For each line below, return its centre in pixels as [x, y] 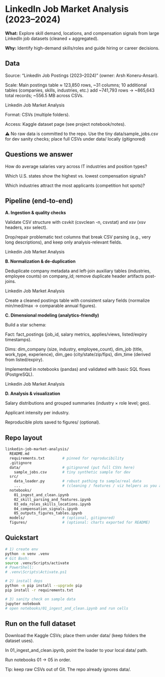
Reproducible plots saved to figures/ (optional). [53, 422]
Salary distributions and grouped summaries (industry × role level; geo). [78, 403]
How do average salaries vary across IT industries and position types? [76, 166]
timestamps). [18, 340]
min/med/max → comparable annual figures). [51, 306]
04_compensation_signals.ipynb [46, 509]
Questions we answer [39, 155]
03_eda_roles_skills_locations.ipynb [53, 504]
